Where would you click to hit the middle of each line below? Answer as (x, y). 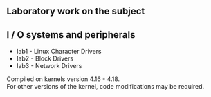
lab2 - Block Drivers (45, 58)
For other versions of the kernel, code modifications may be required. (105, 87)
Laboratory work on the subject (76, 11)
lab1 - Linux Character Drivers (59, 52)
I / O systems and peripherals (71, 35)
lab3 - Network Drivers (49, 66)
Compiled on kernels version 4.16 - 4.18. (63, 79)
